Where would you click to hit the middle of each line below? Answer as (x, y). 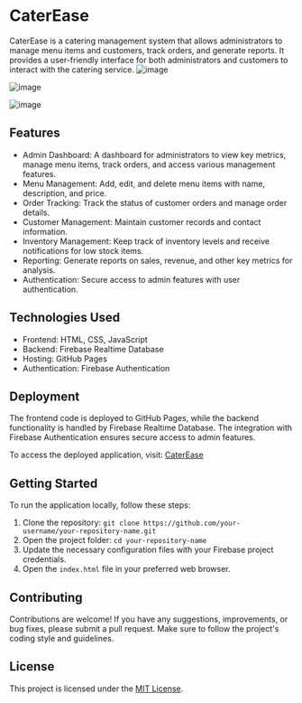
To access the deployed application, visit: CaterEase (107, 455)
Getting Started (54, 483)
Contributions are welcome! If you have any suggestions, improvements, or (149, 619)
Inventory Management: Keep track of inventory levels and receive (146, 241)
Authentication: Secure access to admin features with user (131, 279)
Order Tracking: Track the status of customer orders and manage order (155, 202)
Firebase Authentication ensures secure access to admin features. (133, 437)
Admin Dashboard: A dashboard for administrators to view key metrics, (154, 155)
